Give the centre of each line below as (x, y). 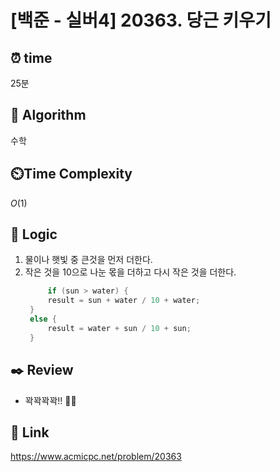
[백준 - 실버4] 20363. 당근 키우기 (141, 20)
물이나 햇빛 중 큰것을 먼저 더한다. (88, 260)
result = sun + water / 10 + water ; (124, 301)
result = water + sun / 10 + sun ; (119, 328)
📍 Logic (34, 234)
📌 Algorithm (48, 115)
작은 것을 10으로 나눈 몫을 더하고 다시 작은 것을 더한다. (130, 272)
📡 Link (30, 432)
